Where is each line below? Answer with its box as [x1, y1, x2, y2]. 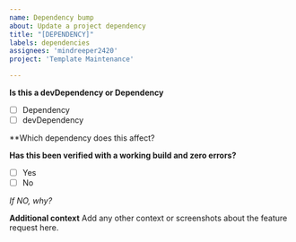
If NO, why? [9, 195, 53, 206]
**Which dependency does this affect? [9, 133, 155, 143]
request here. [9, 222, 59, 233]
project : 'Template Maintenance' [9, 55, 135, 64]
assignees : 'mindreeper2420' [9, 47, 118, 56]
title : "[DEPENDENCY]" [9, 30, 94, 39]
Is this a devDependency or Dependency [9, 87, 164, 98]
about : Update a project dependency [9, 22, 146, 30]
